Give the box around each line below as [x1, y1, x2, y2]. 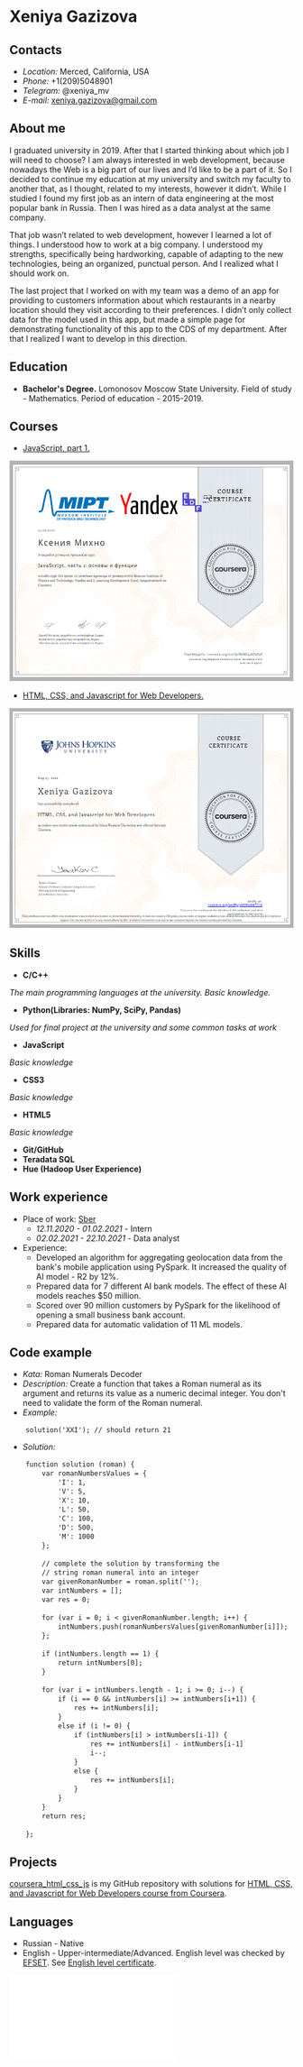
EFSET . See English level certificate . [22, 1957, 157, 1968]
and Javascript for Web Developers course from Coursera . [9, 1888, 227, 1899]
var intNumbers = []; [41, 1586, 124, 1595]
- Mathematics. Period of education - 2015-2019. [22, 392, 205, 403]
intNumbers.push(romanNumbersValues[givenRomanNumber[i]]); [57, 1622, 289, 1631]
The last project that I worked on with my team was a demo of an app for [9, 285, 280, 296]
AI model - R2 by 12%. [35, 1271, 119, 1282]
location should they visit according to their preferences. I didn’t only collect [9, 304, 292, 315]
